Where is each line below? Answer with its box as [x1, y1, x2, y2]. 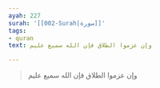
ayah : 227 [8, 11, 42, 20]
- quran [8, 34, 34, 42]
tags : [8, 26, 26, 34]
